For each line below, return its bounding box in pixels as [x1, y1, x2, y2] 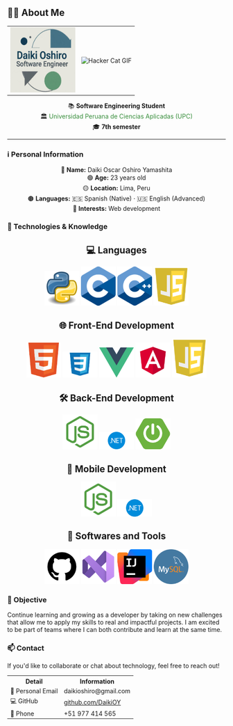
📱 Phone [10, 709, 35, 718]
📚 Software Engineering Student [68, 102, 165, 110]
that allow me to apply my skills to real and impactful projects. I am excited [7, 618, 220, 626]
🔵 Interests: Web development [72, 205, 161, 213]
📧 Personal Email [10, 687, 58, 695]
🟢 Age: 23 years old [87, 173, 146, 182]
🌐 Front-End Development [58, 319, 175, 331]
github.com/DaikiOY [63, 697, 121, 707]
